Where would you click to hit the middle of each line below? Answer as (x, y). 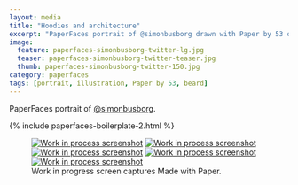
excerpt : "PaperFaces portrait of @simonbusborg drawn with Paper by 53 (146, 34)
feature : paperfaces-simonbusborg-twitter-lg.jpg (110, 50)
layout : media (35, 17)
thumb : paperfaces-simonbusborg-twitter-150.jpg (109, 67)
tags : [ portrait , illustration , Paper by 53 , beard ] (109, 83)
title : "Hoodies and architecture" (75, 26)
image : (21, 42)
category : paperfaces (49, 75)
